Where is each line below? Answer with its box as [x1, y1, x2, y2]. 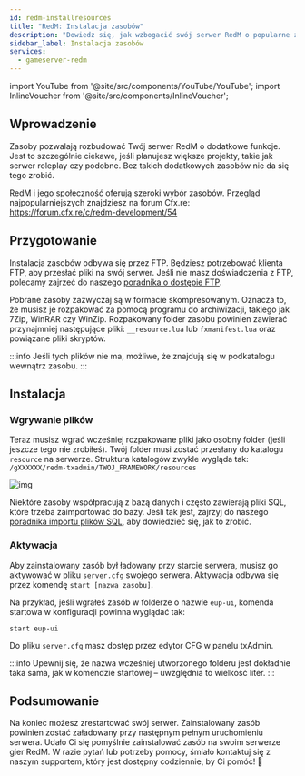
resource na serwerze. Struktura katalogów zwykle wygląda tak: [9, 454, 249, 465]
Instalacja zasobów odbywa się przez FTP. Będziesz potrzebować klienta [9, 257, 283, 268]
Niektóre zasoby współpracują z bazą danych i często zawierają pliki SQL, [9, 497, 287, 508]
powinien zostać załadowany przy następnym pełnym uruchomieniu [9, 727, 263, 738]
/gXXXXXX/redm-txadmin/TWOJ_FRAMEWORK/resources [9, 463, 197, 473]
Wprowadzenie [9, 116, 97, 132]
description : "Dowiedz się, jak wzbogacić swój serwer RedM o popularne [9, 30, 290, 39]
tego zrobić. [9, 169, 54, 180]
